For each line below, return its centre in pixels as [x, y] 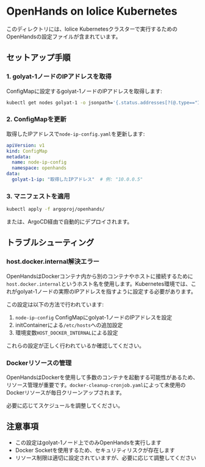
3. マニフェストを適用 [38, 196]
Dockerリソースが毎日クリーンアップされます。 [66, 393]
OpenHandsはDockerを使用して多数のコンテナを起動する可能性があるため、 [103, 377]
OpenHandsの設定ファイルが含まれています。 [64, 36]
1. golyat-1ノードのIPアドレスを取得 [59, 76]
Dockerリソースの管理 [39, 363]
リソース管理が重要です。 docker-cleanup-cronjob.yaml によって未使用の [96, 385]
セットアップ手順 [38, 58]
